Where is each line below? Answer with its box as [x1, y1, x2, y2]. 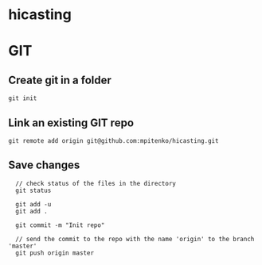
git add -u [15, 200, 52, 208]
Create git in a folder [8, 73, 111, 86]
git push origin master [15, 248, 94, 257]
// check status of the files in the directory [15, 179, 177, 187]
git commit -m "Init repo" [15, 221, 105, 229]
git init [8, 94, 37, 102]
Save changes [8, 159, 80, 172]
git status [15, 186, 52, 194]
